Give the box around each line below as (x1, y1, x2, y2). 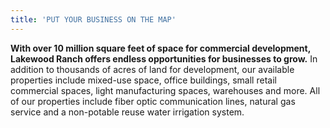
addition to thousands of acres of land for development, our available (10, 63, 295, 75)
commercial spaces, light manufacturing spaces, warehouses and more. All (10, 84, 321, 96)
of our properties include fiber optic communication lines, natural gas (10, 95, 296, 107)
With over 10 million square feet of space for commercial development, (10, 42, 311, 54)
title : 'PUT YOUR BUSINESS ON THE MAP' (10, 14, 177, 25)
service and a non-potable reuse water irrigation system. (10, 106, 245, 118)
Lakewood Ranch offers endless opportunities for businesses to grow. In (10, 52, 318, 65)
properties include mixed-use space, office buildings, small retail (10, 74, 277, 86)
